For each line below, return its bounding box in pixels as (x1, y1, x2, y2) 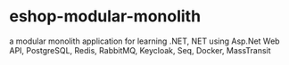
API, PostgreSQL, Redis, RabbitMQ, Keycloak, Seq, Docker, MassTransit (9, 45, 271, 55)
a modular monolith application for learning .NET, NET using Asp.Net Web (9, 36, 280, 46)
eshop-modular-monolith (9, 6, 202, 27)
